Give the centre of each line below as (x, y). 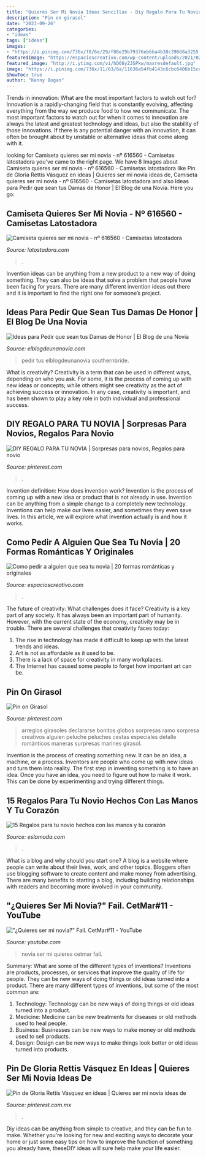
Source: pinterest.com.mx (39, 1105)
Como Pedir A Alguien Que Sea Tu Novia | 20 (93, 542)
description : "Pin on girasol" (46, 18)
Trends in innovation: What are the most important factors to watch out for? (101, 98)
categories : (21, 29)
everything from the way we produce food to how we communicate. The (98, 111)
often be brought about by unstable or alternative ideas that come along (97, 137)
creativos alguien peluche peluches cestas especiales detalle (99, 737)
